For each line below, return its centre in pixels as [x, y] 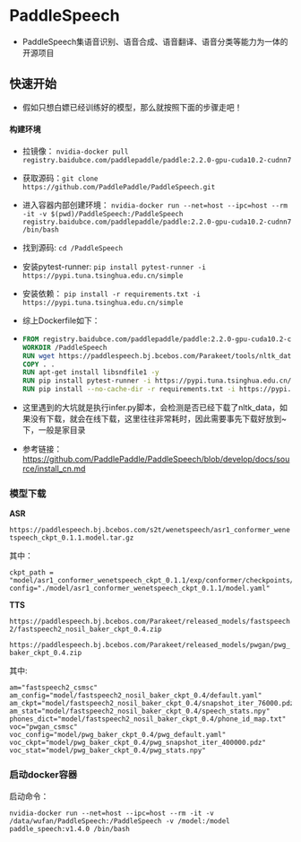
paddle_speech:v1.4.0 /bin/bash [69, 829]
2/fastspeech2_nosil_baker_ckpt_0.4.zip [86, 629]
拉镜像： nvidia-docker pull [75, 151]
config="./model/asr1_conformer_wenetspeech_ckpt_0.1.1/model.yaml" [140, 589]
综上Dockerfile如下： [61, 320]
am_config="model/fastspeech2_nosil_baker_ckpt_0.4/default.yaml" [136, 696]
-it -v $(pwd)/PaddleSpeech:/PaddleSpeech [103, 214]
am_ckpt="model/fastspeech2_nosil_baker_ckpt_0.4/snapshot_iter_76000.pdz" [154, 704]
